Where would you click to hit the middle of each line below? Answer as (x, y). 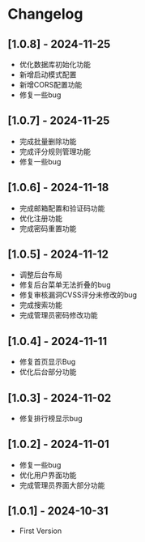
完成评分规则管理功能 (55, 152)
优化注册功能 (41, 218)
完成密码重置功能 (48, 228)
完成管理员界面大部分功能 (62, 485)
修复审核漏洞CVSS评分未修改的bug (78, 295)
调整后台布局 (41, 275)
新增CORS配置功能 (51, 85)
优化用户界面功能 (48, 475)
